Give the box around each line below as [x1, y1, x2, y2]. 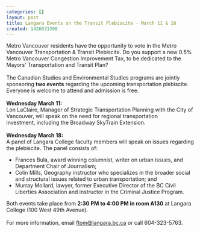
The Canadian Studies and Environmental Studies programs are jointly [6, 74, 180, 81]
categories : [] [6, 8, 45, 15]
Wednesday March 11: [6, 100, 62, 107]
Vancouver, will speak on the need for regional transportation [6, 113, 158, 120]
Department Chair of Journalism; [14, 163, 97, 170]
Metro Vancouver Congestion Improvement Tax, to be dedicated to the [6, 55, 182, 62]
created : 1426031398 [6, 25, 58, 32]
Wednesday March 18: [6, 132, 63, 139]
